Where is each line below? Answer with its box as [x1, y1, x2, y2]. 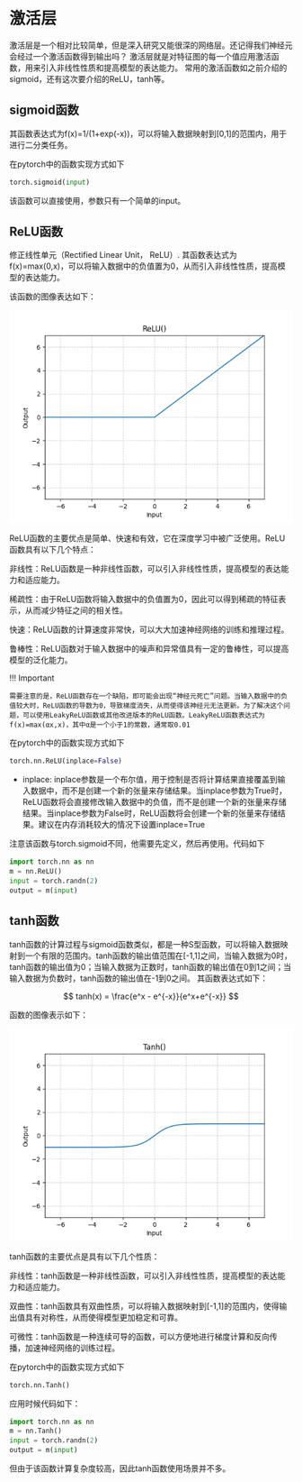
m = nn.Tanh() [9, 1426, 63, 1436]
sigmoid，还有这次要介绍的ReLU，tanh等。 [9, 73, 170, 84]
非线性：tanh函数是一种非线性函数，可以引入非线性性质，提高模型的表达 [9, 1270, 279, 1281]
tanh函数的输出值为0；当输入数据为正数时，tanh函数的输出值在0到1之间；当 [9, 961, 292, 972]
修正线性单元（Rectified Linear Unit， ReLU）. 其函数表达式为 [9, 250, 237, 261]
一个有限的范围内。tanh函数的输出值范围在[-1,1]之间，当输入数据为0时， [24, 950, 292, 961]
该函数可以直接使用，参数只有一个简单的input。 [9, 195, 186, 206]
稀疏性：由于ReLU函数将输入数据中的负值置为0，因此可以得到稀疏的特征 [9, 594, 279, 605]
